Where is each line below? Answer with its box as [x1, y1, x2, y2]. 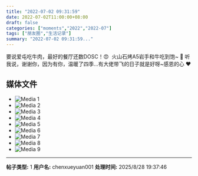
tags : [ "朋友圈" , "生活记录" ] [6, 31, 72, 37]
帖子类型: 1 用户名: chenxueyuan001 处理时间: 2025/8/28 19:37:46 [6, 163, 167, 170]
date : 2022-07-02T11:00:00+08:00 [6, 14, 88, 20]
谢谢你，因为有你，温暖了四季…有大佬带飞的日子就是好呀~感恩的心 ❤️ [21, 60, 192, 67]
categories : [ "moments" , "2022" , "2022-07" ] [6, 25, 112, 31]
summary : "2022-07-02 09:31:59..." [6, 36, 94, 42]
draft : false [6, 19, 38, 25]
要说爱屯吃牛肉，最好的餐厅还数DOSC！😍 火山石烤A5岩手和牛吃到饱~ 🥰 [6, 53, 184, 60]
